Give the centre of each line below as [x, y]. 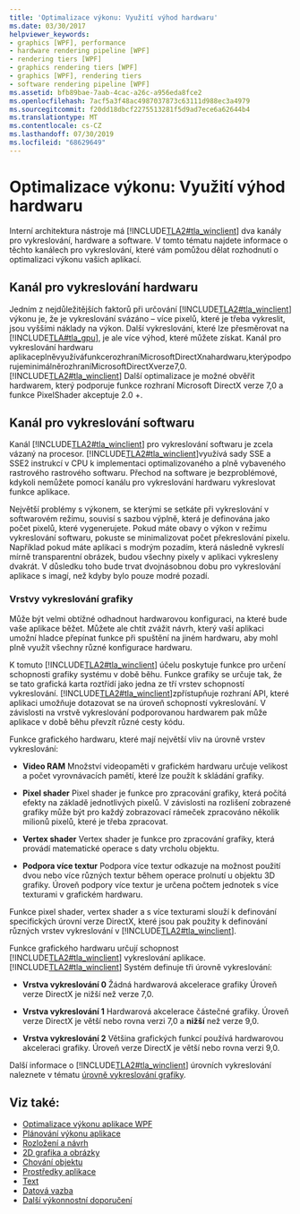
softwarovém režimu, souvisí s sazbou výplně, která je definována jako [140, 519]
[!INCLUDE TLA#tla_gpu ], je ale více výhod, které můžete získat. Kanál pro [146, 338]
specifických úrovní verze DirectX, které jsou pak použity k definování [138, 921]
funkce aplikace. [40, 492]
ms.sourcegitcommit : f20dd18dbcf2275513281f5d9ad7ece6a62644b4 [130, 109]
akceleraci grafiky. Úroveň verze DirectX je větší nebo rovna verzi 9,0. [151, 1047]
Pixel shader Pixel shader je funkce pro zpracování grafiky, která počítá [154, 793]
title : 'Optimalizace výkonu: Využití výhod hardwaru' [114, 17]
